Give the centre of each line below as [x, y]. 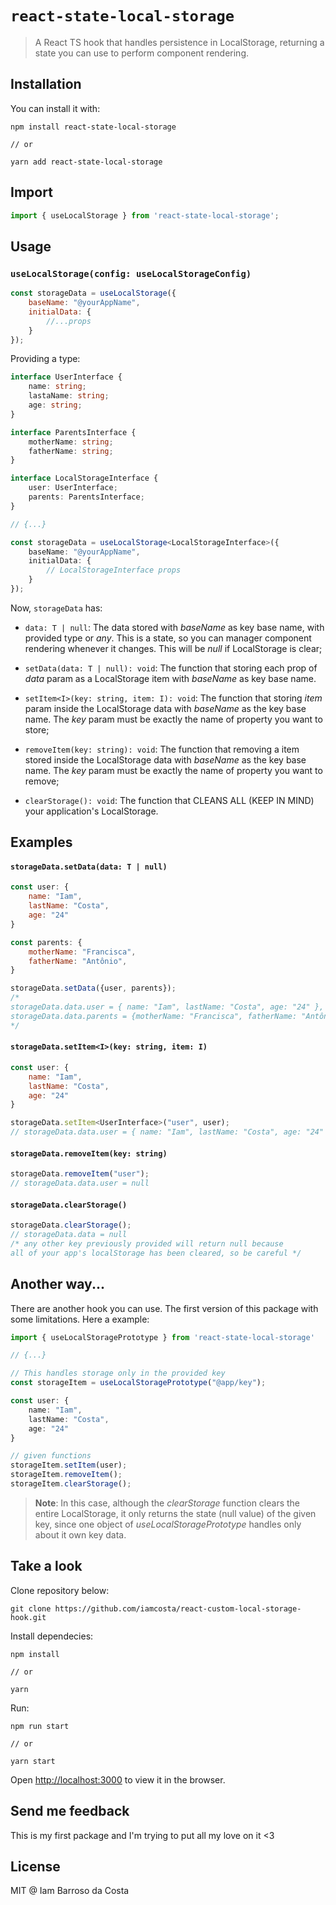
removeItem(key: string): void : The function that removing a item [162, 749]
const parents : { [46, 942]
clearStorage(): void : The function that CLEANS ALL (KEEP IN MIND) [169, 800]
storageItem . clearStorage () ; [71, 1484]
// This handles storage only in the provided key [118, 1373]
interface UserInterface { [66, 377]
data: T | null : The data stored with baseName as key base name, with [174, 627]
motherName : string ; [71, 442]
